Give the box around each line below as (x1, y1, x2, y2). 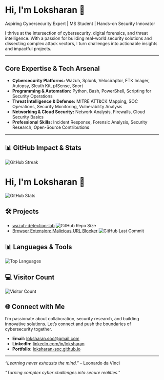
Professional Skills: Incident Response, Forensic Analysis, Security (12, 119, 148, 125)
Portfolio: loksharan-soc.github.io (12, 346, 81, 352)
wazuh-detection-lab (12, 223, 55, 229)
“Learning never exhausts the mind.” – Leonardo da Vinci (5, 360, 120, 366)
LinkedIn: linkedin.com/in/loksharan (12, 340, 85, 347)
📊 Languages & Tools (5, 242, 72, 251)
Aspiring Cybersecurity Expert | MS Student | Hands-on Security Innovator (5, 21, 155, 26)
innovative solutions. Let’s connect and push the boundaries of (5, 321, 131, 327)
